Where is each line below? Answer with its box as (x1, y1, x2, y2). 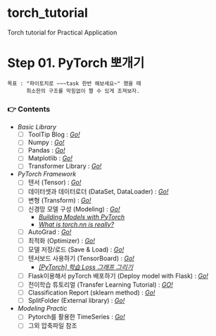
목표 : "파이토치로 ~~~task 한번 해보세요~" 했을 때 (7, 79, 141, 87)
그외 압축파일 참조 (27, 321, 77, 330)
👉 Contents (7, 104, 51, 114)
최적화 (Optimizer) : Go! (27, 236, 96, 245)
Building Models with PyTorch (38, 212, 125, 221)
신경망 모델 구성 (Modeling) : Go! (27, 205, 120, 213)
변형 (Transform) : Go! (27, 195, 91, 205)
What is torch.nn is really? (38, 220, 115, 228)
